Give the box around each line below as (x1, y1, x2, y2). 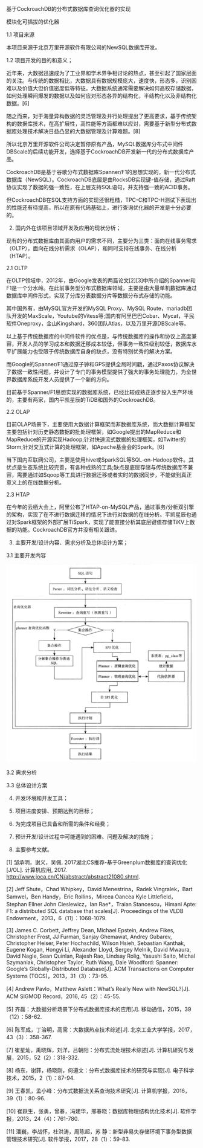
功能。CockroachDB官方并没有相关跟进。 (16, 526, 121, 533)
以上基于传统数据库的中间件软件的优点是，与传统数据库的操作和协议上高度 (6, 333, 192, 340)
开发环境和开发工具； (14, 795, 68, 802)
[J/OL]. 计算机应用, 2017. (6, 866, 68, 874)
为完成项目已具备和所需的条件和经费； (14, 821, 111, 828)
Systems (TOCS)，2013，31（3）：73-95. (6, 972, 109, 980)
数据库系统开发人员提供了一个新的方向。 (11, 376, 112, 382)
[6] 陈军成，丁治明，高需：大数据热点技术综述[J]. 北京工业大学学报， (6, 1026, 179, 1033)
